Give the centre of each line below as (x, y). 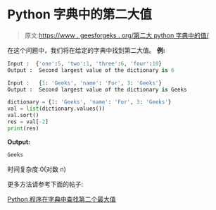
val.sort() (23, 116)
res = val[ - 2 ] (28, 122)
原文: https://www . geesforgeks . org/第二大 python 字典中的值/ (116, 35)
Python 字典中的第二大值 (80, 14)
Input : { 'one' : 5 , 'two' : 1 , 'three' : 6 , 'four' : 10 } (84, 63)
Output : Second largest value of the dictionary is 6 (91, 70)
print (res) (23, 128)
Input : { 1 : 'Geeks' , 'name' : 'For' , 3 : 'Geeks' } (84, 83)
